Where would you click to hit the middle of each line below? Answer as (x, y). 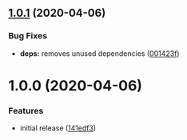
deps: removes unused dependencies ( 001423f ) (99, 53)
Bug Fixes (28, 36)
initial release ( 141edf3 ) (58, 128)
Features (26, 110)
